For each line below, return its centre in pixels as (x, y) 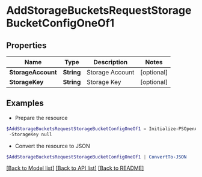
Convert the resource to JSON (52, 146)
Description (111, 62)
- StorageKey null (30, 134)
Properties (26, 45)
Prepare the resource (41, 118)
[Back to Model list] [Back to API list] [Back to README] (75, 168)
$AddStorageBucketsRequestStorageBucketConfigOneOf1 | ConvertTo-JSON (96, 157)
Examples (25, 103)
